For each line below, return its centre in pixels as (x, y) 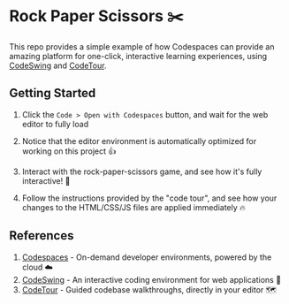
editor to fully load (55, 124)
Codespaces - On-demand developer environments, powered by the (147, 257)
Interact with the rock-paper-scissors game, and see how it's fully (142, 171)
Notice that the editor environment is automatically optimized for (139, 141)
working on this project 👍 (69, 151)
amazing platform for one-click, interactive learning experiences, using (138, 56)
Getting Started (53, 93)
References (42, 236)
